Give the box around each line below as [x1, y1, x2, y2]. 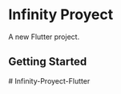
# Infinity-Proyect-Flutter [8, 76, 91, 85]
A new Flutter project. [8, 32, 80, 41]
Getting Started [8, 55, 87, 69]
